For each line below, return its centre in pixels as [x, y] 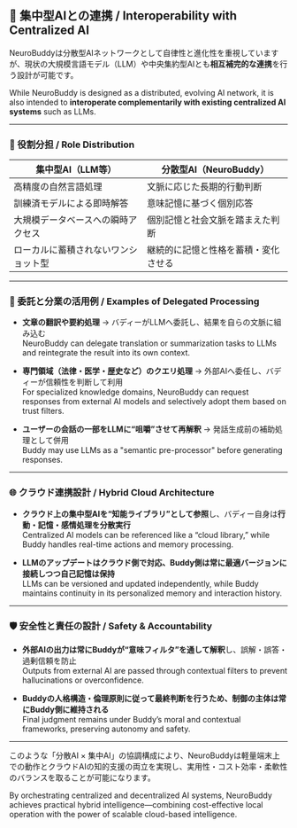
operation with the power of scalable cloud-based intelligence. [123, 814]
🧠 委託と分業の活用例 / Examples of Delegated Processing [134, 301]
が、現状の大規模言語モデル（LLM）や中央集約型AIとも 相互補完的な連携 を [145, 64]
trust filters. [43, 411]
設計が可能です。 [47, 74]
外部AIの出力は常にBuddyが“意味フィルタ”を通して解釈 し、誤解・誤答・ [154, 649]
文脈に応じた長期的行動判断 [205, 187]
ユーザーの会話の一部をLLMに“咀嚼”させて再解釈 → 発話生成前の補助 [148, 429]
